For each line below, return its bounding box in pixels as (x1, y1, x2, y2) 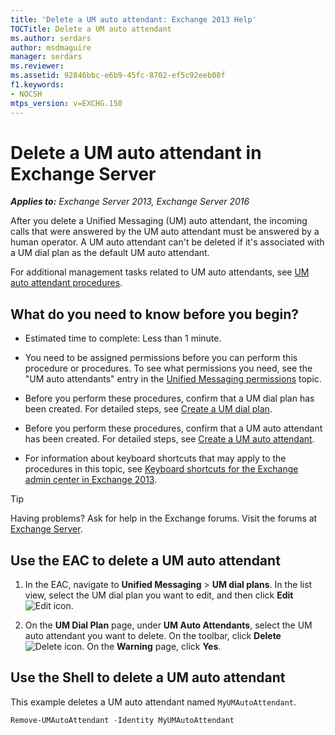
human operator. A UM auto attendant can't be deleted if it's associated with (10, 236, 325, 248)
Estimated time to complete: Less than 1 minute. (24, 332, 222, 345)
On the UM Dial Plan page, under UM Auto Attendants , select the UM (24, 619, 313, 631)
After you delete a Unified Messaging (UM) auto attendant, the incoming (10, 215, 308, 227)
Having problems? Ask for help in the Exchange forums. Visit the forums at (10, 512, 318, 525)
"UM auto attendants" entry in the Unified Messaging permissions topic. (24, 373, 322, 385)
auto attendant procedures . (10, 277, 123, 289)
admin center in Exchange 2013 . (24, 474, 158, 486)
